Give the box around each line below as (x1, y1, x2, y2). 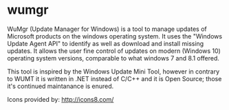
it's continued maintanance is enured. (7, 82, 114, 90)
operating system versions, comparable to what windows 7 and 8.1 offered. (7, 54, 220, 62)
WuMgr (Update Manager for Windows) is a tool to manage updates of (7, 25, 208, 33)
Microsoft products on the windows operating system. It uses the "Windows (7, 32, 222, 40)
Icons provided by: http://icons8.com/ (7, 95, 114, 103)
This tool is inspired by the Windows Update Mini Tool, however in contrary (7, 67, 220, 76)
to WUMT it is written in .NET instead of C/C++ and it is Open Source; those (7, 74, 222, 82)
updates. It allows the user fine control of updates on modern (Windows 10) (7, 47, 221, 55)
